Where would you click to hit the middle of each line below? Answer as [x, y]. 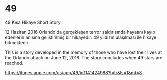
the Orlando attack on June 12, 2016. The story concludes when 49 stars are [84, 57]
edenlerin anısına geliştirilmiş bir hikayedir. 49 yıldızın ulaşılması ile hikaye [81, 37]
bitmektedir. [17, 42]
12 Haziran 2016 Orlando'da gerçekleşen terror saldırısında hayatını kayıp [80, 32]
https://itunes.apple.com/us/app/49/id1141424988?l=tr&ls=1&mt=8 [74, 72]
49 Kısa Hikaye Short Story [33, 22]
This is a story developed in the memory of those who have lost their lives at [83, 52]
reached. [14, 63]
